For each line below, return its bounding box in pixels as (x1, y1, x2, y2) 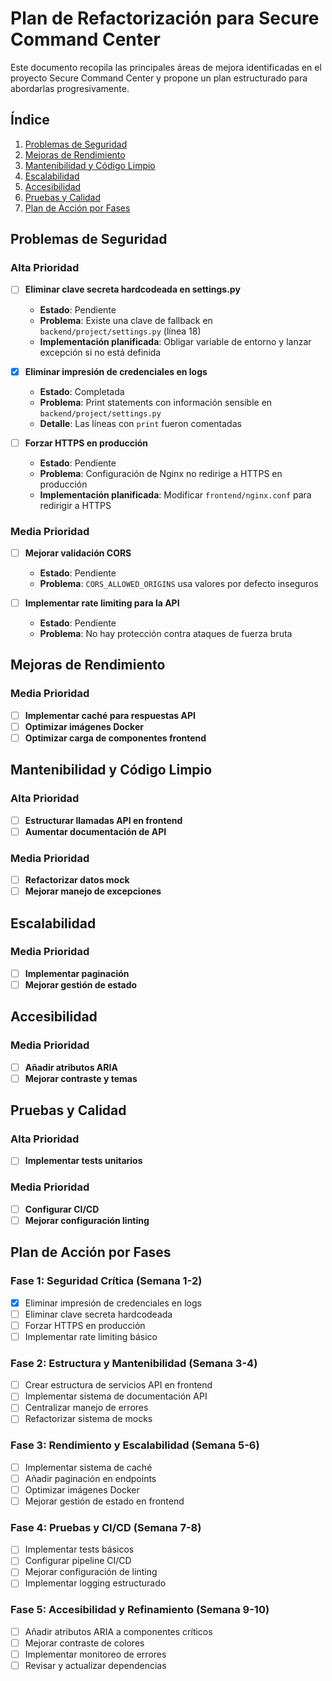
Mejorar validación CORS (24, 547, 132, 559)
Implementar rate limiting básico (24, 1330, 158, 1342)
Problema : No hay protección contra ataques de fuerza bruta (39, 628, 293, 640)
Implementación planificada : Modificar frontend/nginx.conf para (39, 488, 312, 501)
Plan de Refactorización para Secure (10, 7, 320, 30)
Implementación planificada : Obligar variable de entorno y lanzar (39, 335, 312, 347)
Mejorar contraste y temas (24, 1072, 138, 1084)
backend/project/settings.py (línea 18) (39, 325, 202, 337)
